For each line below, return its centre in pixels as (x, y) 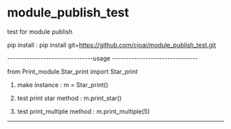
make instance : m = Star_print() (63, 84)
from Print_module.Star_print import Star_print (73, 71)
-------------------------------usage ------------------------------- (102, 58)
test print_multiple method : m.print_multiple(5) (83, 111)
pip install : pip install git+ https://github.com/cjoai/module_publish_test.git (112, 45)
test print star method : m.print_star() (69, 98)
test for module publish (40, 32)
